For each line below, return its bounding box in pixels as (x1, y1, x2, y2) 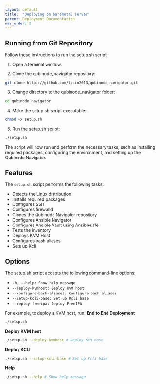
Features (5, 168, 33, 177)
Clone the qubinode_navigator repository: (12, 71, 96, 77)
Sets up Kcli (12, 243, 36, 249)
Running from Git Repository (5, 39, 93, 47)
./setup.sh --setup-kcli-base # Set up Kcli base (5, 356, 108, 361)
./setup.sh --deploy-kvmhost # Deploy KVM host (5, 338, 104, 343)
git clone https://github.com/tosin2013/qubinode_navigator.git (5, 80, 138, 86)
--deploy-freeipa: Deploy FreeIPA (12, 301, 82, 306)
